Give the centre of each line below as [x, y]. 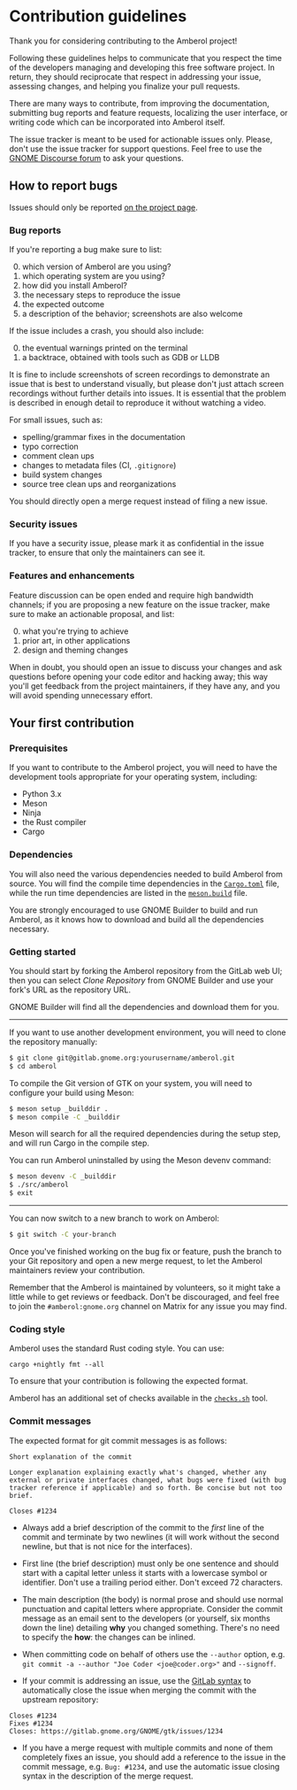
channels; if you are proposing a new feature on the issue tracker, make [140, 605]
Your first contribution [72, 723]
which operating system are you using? [93, 276]
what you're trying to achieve [75, 631]
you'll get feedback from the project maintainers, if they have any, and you [145, 686]
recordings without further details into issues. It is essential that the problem [148, 393]
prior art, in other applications [76, 640]
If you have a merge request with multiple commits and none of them [147, 1748]
